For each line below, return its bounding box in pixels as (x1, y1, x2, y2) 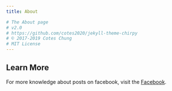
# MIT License (6, 41, 41, 47)
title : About (6, 8, 38, 15)
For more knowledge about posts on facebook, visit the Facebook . (6, 78, 167, 85)
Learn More (6, 63, 49, 73)
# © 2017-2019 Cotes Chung (6, 36, 72, 42)
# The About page (6, 19, 49, 25)
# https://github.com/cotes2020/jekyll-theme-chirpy (6, 30, 138, 36)
